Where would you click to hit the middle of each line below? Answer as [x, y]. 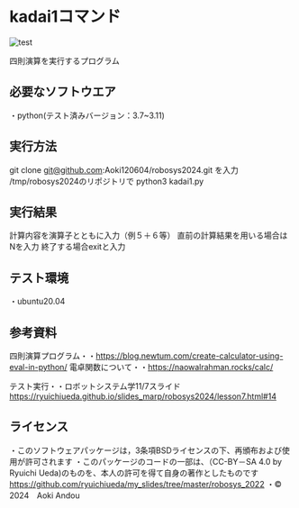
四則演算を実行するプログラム [64, 60]
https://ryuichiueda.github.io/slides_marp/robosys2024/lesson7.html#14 [143, 396]
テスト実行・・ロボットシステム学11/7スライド [95, 386]
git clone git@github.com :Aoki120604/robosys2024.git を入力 [124, 169]
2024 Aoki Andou [45, 495]
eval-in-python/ [38, 367]
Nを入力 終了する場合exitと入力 [68, 247]
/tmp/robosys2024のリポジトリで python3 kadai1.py [107, 181]
